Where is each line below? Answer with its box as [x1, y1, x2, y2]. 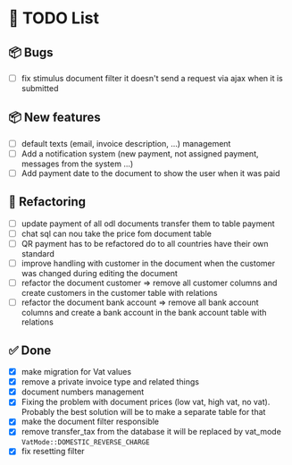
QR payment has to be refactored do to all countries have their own [21, 239, 269, 249]
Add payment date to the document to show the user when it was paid [21, 168, 280, 178]
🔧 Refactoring [8, 194, 87, 209]
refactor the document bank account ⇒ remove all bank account [21, 297, 260, 308]
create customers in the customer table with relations [21, 288, 218, 299]
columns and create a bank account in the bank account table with [21, 308, 267, 318]
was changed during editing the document [21, 268, 178, 279]
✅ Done [8, 342, 52, 358]
